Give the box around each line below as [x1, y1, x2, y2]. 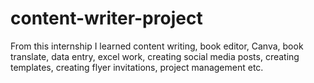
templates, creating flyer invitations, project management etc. [10, 61, 264, 73]
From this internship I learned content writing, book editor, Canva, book [10, 40, 304, 52]
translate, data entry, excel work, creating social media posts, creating [10, 50, 300, 62]
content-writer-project [10, 7, 203, 30]
